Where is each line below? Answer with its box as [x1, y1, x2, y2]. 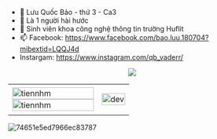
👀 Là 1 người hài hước [19, 16, 89, 25]
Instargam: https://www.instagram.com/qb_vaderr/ [19, 53, 183, 62]
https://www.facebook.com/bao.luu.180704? [64, 33, 209, 42]
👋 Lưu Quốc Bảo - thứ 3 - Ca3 [19, 8, 116, 16]
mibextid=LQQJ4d [19, 44, 80, 53]
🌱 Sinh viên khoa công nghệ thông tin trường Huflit [19, 24, 184, 33]
